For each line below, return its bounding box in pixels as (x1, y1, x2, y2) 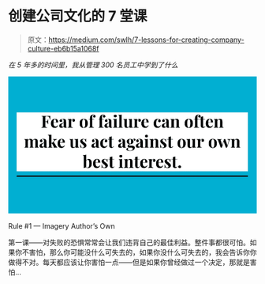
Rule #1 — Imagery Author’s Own (8, 221, 116, 230)
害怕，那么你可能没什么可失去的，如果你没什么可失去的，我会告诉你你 (28, 247, 257, 257)
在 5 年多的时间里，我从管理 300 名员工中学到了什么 (8, 60, 179, 70)
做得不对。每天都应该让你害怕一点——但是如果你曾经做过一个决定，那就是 (8, 257, 250, 267)
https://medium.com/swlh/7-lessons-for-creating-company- (48, 35, 244, 44)
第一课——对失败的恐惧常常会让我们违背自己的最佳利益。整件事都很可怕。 (8, 237, 250, 247)
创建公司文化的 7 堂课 (8, 7, 147, 25)
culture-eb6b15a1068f (27, 44, 100, 53)
